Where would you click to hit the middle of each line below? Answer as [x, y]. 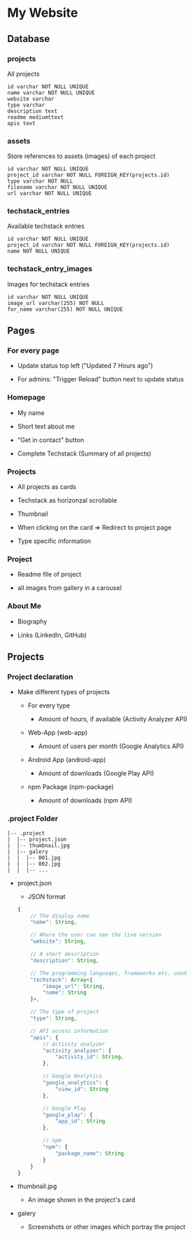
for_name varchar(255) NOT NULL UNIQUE [65, 309]
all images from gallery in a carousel [69, 588]
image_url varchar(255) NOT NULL [56, 303]
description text [32, 111]
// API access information [69, 1031]
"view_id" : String [82, 1089]
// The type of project [65, 1012]
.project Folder [33, 819]
